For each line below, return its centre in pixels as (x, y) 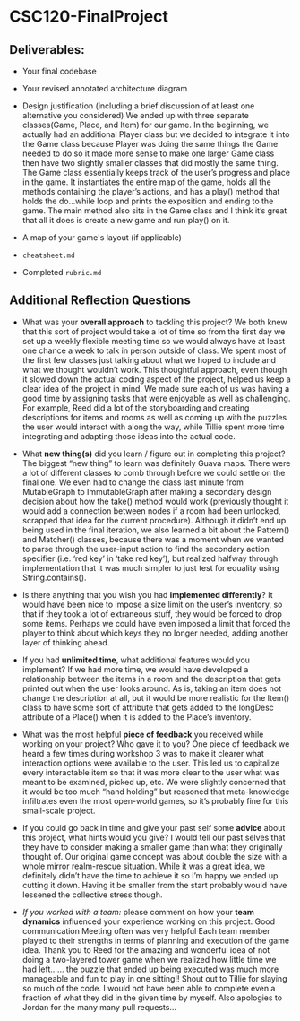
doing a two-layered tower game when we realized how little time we (149, 959)
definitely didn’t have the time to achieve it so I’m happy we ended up (150, 875)
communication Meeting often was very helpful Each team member (146, 930)
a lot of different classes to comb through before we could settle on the (154, 472)
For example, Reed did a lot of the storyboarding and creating (136, 407)
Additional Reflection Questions (100, 301)
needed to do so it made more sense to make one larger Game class (148, 153)
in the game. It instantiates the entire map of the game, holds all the (146, 182)
